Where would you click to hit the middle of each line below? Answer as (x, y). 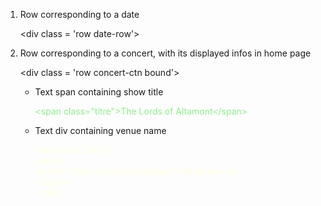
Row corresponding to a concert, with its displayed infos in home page (165, 53)
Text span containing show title (99, 92)
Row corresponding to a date (79, 14)
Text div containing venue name (100, 130)
